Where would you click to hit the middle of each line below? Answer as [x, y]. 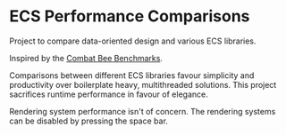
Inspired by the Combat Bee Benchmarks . [86, 58]
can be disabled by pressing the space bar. [88, 121]
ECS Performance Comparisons [130, 16]
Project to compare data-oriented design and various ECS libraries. [133, 41]
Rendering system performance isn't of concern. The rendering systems [143, 111]
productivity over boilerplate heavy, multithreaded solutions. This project [143, 84]
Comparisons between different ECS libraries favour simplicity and [132, 75]
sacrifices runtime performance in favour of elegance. [109, 94]
